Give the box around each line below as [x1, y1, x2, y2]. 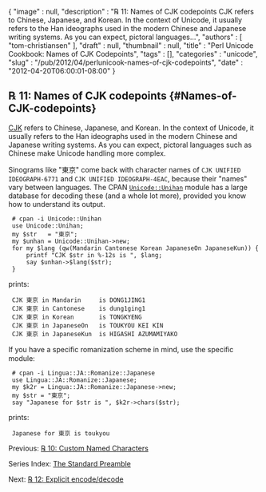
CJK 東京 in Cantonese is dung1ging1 [11, 304, 146, 312]
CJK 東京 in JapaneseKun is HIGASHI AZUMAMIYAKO [11, 330, 178, 338]
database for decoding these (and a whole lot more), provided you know [8, 191, 247, 200]
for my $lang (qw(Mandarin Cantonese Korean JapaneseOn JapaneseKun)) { [11, 244, 260, 252]
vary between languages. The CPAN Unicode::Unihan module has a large [8, 182, 248, 192]
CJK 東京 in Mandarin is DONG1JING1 [11, 296, 146, 304]
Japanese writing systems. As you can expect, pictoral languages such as [8, 140, 252, 149]
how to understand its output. [8, 199, 105, 208]
